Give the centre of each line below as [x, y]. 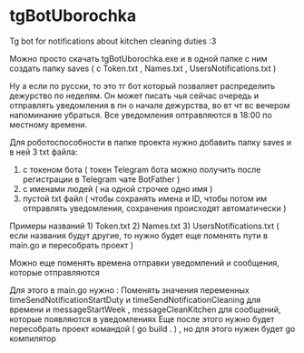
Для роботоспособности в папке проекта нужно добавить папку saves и [151, 142]
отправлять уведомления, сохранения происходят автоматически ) [154, 208]
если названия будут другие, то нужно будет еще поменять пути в [139, 235]
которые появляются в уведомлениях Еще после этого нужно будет [142, 318]
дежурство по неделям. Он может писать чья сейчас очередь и [134, 96]
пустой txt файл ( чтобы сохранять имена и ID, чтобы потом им [145, 198]
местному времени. [49, 125]
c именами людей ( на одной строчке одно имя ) [118, 188]
